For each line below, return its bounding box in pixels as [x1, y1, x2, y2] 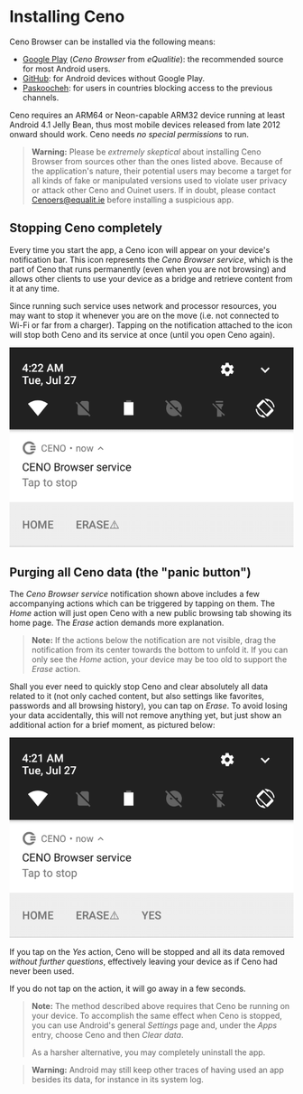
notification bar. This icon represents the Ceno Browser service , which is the [9, 254, 293, 265]
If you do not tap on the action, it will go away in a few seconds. [9, 983, 246, 994]
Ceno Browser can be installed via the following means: [9, 36, 216, 47]
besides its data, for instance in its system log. [31, 1073, 205, 1085]
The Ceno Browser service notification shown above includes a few [9, 589, 260, 600]
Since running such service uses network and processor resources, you [9, 300, 277, 311]
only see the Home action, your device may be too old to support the [31, 654, 288, 665]
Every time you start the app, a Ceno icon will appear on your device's [9, 244, 271, 255]
